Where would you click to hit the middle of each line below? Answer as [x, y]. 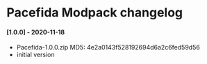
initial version [35, 55]
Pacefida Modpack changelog [95, 13]
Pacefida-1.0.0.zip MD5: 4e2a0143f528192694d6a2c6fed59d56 [108, 47]
